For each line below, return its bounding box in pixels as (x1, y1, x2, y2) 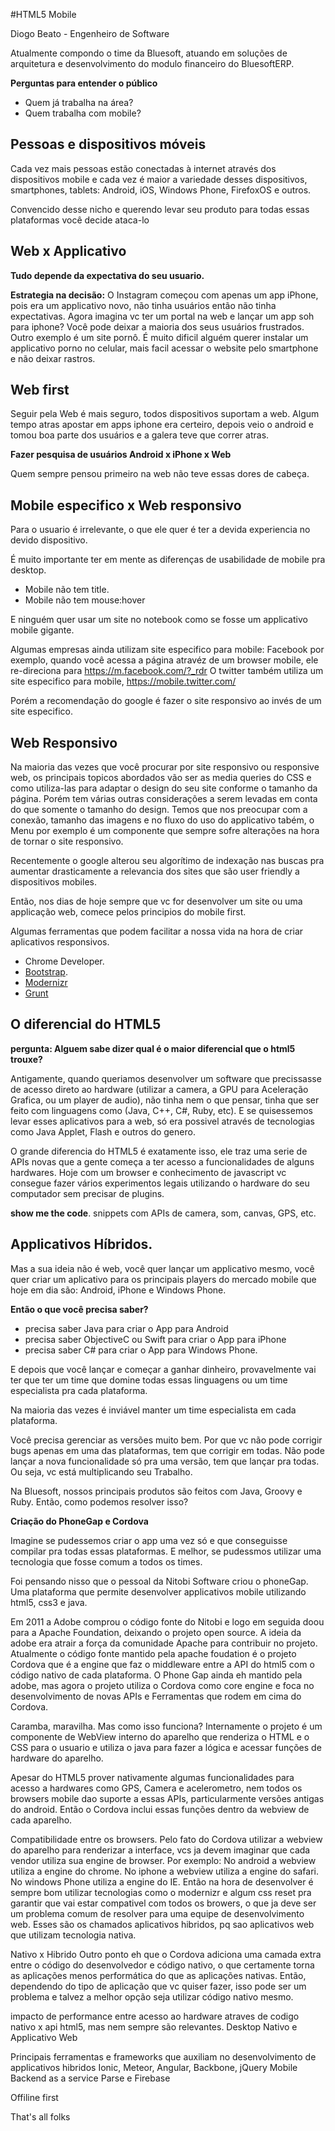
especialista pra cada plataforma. (10, 1384, 148, 1396)
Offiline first (10, 2091, 59, 2103)
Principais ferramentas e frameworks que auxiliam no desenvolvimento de (10, 2050, 317, 2063)
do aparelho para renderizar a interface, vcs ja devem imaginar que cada (10, 1844, 311, 1856)
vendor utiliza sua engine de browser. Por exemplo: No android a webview (10, 1854, 317, 1866)
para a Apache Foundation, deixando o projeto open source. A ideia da (10, 1626, 302, 1638)
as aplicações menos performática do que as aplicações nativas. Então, (10, 1969, 307, 1981)
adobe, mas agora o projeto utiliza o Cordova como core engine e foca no (10, 1679, 315, 1691)
